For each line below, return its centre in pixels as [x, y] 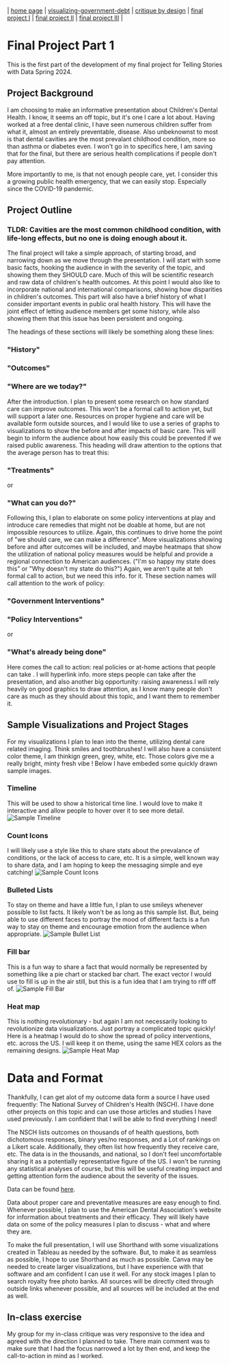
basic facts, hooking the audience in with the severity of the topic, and [106, 268]
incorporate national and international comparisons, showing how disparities [115, 290]
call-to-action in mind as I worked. [55, 1355]
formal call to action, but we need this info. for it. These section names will [112, 576]
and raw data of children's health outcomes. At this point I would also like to [114, 282]
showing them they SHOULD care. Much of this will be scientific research [110, 275]
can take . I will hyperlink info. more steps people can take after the [102, 674]
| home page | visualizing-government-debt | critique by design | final [105, 11]
